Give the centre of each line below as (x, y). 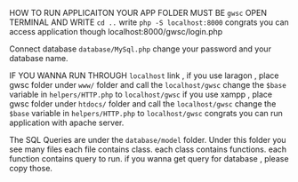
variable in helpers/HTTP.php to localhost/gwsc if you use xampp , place (141, 94)
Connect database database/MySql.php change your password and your (140, 49)
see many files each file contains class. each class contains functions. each (148, 149)
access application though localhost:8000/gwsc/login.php (116, 32)
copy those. (31, 168)
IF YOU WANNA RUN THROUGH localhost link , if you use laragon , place (144, 75)
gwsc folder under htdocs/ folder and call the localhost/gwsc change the (143, 104)
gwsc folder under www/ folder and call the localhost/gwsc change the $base (148, 85)
